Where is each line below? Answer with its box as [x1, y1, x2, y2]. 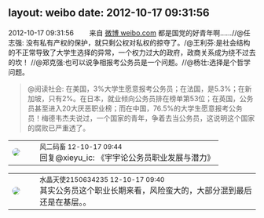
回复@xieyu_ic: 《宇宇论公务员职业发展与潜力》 [39, 152, 215, 163]
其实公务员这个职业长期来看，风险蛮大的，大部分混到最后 [39, 184, 253, 195]
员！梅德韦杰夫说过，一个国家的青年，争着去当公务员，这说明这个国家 [27, 113, 255, 122]
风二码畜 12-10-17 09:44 [39, 142, 123, 151]
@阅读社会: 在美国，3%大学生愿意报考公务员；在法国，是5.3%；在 [27, 84, 245, 93]
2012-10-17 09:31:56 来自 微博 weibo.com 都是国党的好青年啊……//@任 [8, 27, 251, 38]
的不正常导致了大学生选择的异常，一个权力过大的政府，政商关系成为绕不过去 [8, 47, 256, 57]
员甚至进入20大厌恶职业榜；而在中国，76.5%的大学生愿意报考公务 [27, 104, 243, 113]
